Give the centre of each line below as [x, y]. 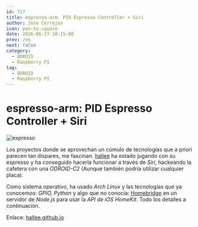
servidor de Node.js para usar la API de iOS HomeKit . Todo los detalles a [96, 199]
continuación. [23, 206]
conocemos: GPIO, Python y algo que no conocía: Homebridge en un [92, 193]
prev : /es [19, 40]
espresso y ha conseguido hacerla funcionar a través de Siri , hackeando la [99, 162]
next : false [21, 46]
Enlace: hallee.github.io [35, 217]
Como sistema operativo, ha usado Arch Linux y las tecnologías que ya [94, 187]
